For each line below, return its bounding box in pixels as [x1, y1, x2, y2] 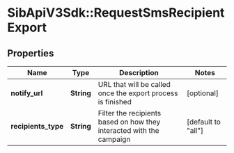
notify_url [10, 88, 43, 98]
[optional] [187, 88, 219, 98]
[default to [187, 117, 221, 127]
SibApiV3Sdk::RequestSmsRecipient [7, 5, 225, 21]
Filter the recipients [97, 108, 162, 118]
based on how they [97, 117, 161, 127]
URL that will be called [97, 80, 171, 89]
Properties [7, 47, 54, 59]
